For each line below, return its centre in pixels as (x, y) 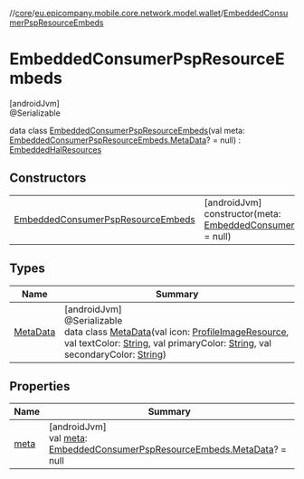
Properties (40, 386)
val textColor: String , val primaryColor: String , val (167, 343)
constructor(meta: (242, 213)
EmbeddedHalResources (56, 149)
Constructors (48, 178)
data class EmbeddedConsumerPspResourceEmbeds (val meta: (128, 130)
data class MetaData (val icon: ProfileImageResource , (176, 332)
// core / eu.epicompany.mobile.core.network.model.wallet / (117, 13)
